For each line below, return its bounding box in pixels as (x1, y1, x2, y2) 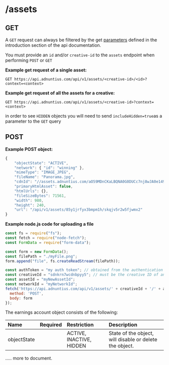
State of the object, (109, 330, 154, 337)
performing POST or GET (5, 57, 52, 63)
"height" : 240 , (14, 203, 46, 208)
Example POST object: (5, 146, 53, 152)
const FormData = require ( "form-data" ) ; (5, 240, 92, 245)
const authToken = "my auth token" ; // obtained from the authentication (5, 267, 163, 272)
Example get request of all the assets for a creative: (5, 90, 115, 96)
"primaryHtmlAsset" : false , (14, 184, 73, 189)
